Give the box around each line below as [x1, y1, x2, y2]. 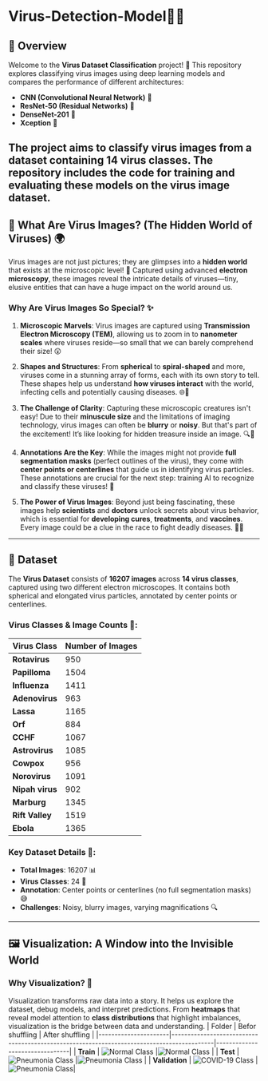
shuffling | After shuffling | [8, 1030, 95, 1039]
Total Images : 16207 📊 [19, 864, 97, 874]
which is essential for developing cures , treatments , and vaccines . [19, 514, 243, 523]
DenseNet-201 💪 [19, 109, 76, 119]
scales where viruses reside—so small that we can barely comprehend [19, 337, 254, 347]
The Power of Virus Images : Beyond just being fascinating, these [19, 497, 235, 507]
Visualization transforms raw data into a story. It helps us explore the [8, 996, 234, 1005]
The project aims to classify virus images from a [8, 141, 253, 155]
